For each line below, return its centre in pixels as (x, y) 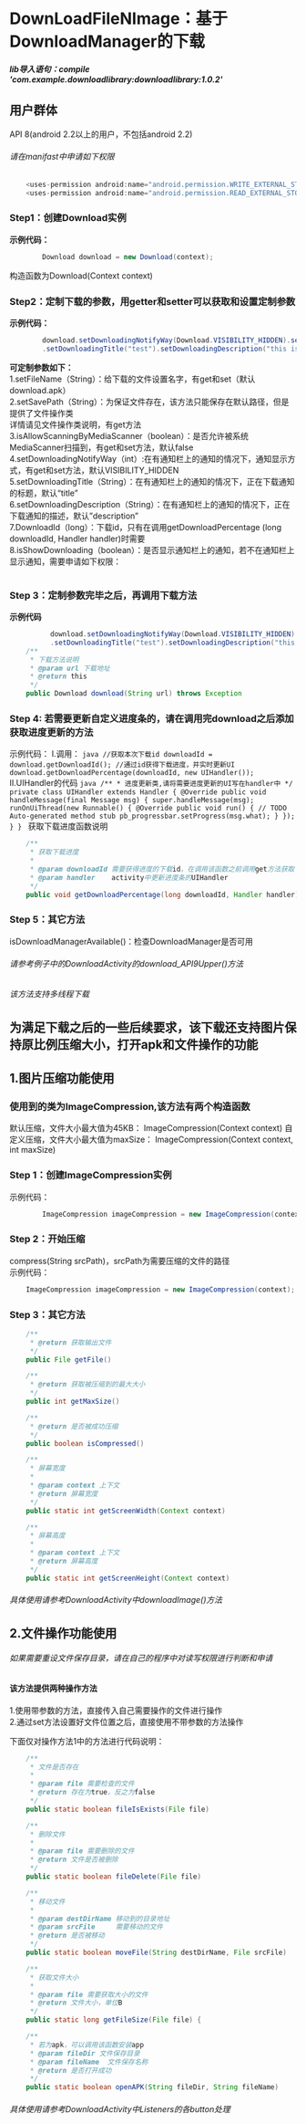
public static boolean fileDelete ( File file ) (114, 1877)
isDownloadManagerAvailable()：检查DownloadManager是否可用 (131, 941)
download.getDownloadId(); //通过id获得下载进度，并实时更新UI (122, 765)
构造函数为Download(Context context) (81, 276)
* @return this (59, 676)
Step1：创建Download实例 (68, 218)
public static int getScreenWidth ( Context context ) (126, 1511)
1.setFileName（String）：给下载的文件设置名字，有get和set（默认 (133, 379)
